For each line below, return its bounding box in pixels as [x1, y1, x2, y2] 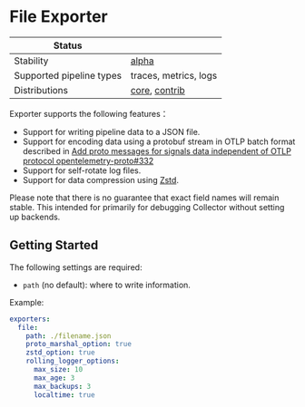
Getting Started [9, 237, 99, 253]
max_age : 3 [33, 373, 75, 383]
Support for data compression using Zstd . [22, 174, 180, 185]
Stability [14, 54, 49, 67]
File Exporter [9, 6, 109, 27]
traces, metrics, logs [130, 69, 218, 82]
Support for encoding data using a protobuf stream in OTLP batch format [22, 136, 296, 147]
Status [53, 39, 83, 52]
